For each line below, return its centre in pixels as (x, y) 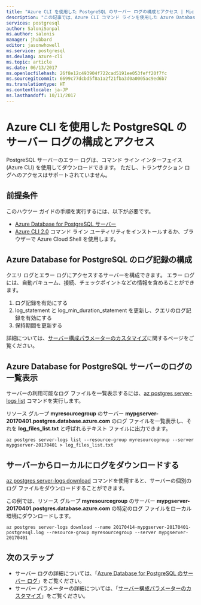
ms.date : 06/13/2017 (32, 68)
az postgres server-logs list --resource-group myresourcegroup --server (100, 440)
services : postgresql (33, 23)
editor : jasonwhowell (33, 46)
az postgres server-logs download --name (59, 527)
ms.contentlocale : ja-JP (37, 90)
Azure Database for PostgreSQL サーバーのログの (99, 366)
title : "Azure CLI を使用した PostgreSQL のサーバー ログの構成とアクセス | (95, 12)
